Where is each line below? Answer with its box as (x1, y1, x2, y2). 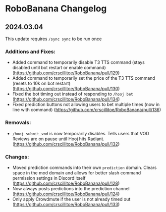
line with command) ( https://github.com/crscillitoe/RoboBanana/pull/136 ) (12, 107, 161, 113)
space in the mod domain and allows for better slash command (12, 169, 141, 176)
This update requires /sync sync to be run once (5, 36, 102, 42)
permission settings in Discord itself (12, 175, 86, 181)
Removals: (5, 119, 31, 126)
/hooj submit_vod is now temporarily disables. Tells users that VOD (12, 130, 150, 136)
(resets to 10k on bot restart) (12, 80, 71, 87)
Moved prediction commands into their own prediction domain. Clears (12, 164, 157, 170)
